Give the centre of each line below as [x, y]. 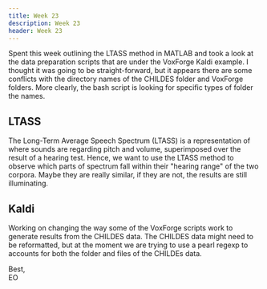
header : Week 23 [35, 31]
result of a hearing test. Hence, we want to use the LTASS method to [121, 158]
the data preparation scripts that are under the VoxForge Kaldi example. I [128, 62]
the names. [27, 96]
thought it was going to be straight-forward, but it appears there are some [130, 71]
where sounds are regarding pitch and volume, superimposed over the [125, 149]
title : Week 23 [34, 16]
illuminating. [28, 183]
